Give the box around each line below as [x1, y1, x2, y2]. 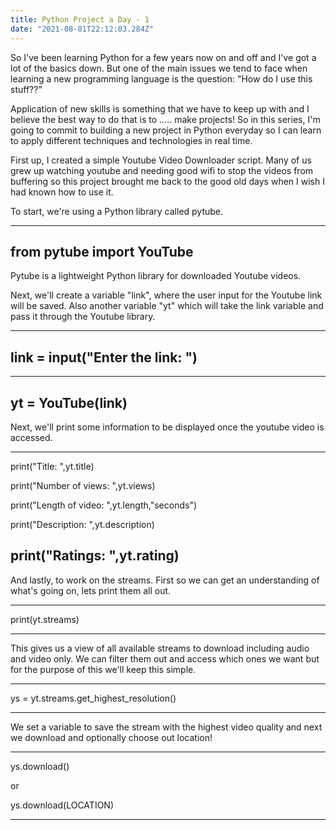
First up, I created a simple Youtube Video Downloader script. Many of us [10, 154, 312, 166]
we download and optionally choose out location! [10, 731, 213, 743]
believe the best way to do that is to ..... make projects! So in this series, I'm [10, 113, 321, 125]
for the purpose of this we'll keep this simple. [10, 663, 197, 675]
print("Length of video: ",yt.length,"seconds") [10, 499, 198, 511]
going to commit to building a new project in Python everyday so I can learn [10, 124, 322, 136]
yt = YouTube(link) [10, 394, 128, 411]
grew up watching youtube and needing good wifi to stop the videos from [10, 164, 314, 176]
